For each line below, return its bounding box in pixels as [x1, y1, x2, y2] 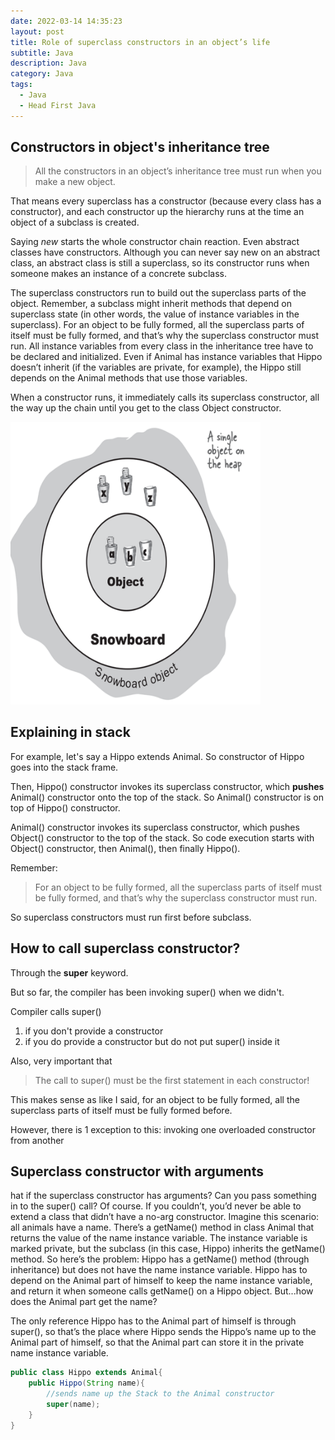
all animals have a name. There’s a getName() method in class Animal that [10, 1221, 315, 1234]
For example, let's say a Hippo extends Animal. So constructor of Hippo [10, 750, 305, 762]
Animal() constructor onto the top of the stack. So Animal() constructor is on [10, 791, 324, 803]
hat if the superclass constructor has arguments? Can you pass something [10, 1190, 317, 1202]
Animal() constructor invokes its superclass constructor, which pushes [10, 821, 300, 833]
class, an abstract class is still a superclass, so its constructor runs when [10, 257, 310, 269]
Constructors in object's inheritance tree [10, 139, 270, 156]
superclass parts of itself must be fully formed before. [10, 1104, 233, 1116]
